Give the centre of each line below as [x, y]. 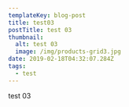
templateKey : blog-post [47, 15]
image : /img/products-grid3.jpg [68, 52]
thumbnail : [26, 37]
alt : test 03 [37, 45]
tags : [17, 66]
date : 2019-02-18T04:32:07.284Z [61, 59]
